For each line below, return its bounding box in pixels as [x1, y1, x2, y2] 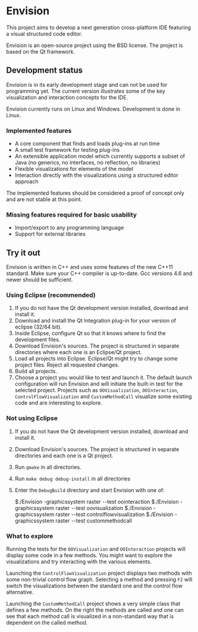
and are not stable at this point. [6, 196, 82, 203]
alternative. [6, 589, 34, 596]
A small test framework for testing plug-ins [14, 146, 120, 154]
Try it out [6, 248, 40, 258]
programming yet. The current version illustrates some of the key [6, 87, 165, 95]
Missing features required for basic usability [6, 210, 137, 218]
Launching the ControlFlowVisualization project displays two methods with [6, 570, 192, 577]
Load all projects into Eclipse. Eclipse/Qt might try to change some [14, 355, 178, 362]
